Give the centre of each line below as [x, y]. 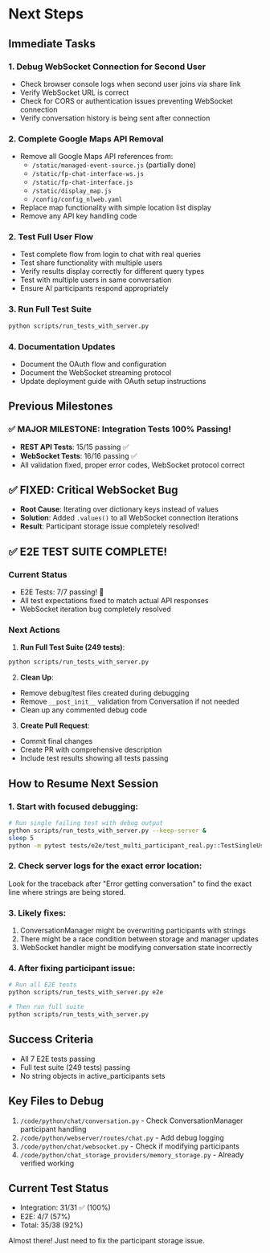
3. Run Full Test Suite [50, 309]
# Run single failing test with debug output [86, 823]
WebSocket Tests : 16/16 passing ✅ [78, 455]
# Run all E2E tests [43, 985]
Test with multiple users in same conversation [96, 280]
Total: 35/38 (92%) [51, 1225]
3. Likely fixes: [37, 912]
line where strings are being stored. [67, 892]
